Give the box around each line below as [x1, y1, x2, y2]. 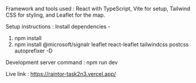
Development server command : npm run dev [5, 59, 118, 66]
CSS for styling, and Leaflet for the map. [5, 11, 106, 19]
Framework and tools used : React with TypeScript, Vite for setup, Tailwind [5, 5, 191, 12]
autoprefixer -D [14, 47, 53, 54]
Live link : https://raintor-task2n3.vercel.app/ [5, 70, 117, 77]
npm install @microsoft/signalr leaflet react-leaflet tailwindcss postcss [14, 41, 189, 48]
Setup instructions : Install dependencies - [5, 23, 111, 30]
